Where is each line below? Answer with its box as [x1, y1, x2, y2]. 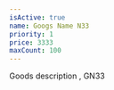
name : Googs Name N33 [9, 21, 90, 30]
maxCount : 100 [9, 46, 62, 55]
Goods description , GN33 [9, 70, 105, 81]
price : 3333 [9, 37, 53, 47]
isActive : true [9, 12, 66, 22]
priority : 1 [9, 29, 53, 38]
